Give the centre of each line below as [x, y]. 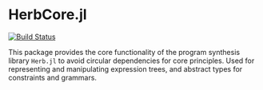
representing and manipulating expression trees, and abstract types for [126, 68]
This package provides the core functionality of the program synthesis [124, 52]
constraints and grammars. [53, 77]
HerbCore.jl [48, 15]
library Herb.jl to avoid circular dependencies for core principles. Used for [131, 61]
